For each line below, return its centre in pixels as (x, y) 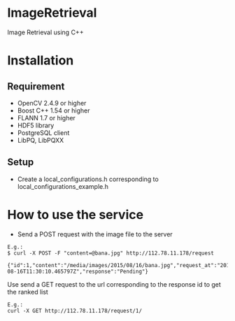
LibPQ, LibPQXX (41, 140)
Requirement (36, 86)
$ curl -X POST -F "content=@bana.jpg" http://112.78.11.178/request (111, 253)
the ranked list (28, 292)
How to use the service (76, 214)
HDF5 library (36, 125)
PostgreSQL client (43, 133)
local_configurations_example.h (63, 186)
